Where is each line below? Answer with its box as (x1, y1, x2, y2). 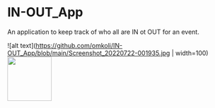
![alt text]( (7, 41, 37, 49)
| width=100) (171, 49, 209, 57)
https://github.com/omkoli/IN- (35, 41, 123, 49)
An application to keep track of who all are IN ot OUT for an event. (7, 28, 199, 36)
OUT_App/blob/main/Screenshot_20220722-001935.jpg (7, 49, 170, 57)
